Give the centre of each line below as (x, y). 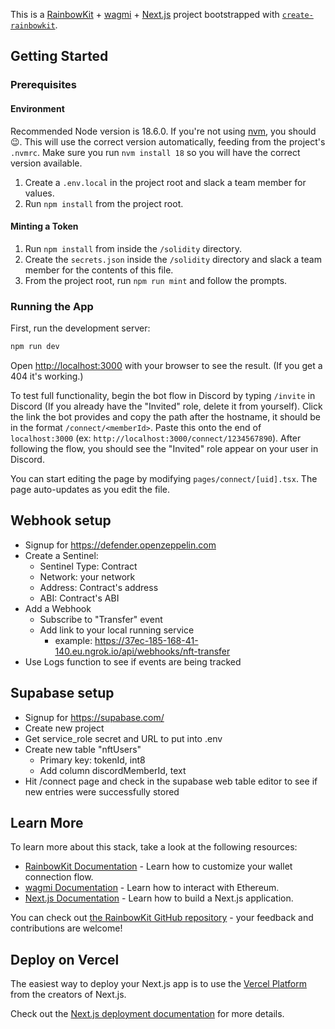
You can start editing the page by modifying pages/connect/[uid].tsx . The (164, 478)
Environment (37, 108)
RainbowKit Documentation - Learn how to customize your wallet (158, 866)
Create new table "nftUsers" (83, 749)
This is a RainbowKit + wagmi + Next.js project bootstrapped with (145, 14)
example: (73, 640)
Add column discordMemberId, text (113, 770)
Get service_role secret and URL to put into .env (123, 738)
